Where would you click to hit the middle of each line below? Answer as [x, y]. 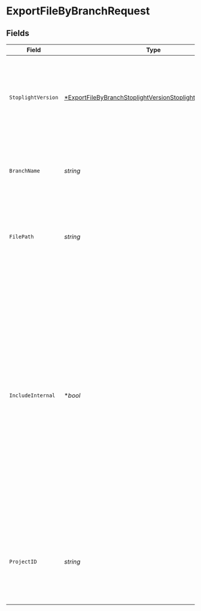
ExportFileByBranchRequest [78, 11]
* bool [72, 395]
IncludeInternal [32, 396]
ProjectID [23, 562]
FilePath [22, 237]
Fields [18, 33]
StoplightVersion [34, 97]
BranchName [25, 171]
